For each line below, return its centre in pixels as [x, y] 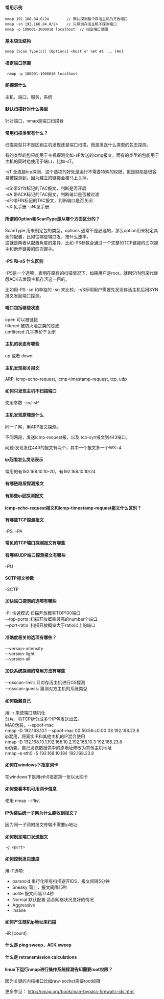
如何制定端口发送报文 [26, 837]
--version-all [18, 659]
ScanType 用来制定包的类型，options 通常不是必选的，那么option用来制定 [80, 231]
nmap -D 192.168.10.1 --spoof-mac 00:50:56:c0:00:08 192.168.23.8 [72, 731]
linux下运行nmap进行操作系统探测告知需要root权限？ [59, 969]
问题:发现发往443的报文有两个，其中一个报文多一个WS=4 [63, 447]
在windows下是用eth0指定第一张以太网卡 [47, 777]
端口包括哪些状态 [22, 308]
